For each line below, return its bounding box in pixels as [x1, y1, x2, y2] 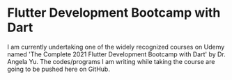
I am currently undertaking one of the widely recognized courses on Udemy [7, 42, 225, 51]
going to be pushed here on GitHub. [7, 65, 110, 73]
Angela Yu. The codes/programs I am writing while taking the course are [7, 57, 215, 65]
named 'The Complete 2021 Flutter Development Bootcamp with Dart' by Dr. [7, 50, 226, 58]
